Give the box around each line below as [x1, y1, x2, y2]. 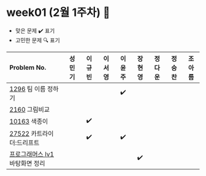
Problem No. [9, 63, 47, 71]
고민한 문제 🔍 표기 [15, 36, 60, 43]
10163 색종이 [9, 117, 48, 126]
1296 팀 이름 [9, 84, 46, 93]
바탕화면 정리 [9, 159, 45, 167]
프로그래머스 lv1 [9, 150, 54, 158]
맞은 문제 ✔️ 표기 [15, 27, 55, 34]
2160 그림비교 [9, 105, 50, 114]
